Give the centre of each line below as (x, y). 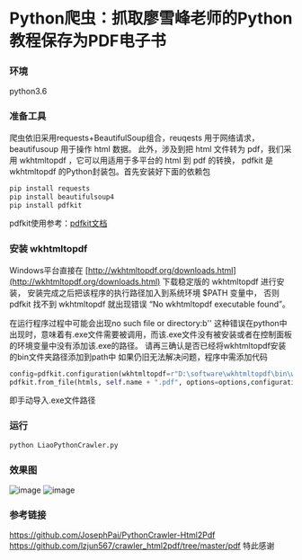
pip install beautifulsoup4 (62, 197)
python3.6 (28, 92)
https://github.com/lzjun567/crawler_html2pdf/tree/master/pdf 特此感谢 (142, 546)
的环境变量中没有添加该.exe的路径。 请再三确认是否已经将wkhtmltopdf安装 (148, 345)
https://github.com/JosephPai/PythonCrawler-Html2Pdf (112, 535)
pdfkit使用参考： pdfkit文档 (58, 223)
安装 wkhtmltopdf (49, 249)
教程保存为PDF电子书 (88, 41)
